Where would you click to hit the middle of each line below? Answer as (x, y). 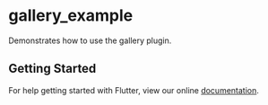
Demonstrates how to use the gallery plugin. (90, 40)
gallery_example (71, 16)
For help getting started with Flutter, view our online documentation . (134, 90)
